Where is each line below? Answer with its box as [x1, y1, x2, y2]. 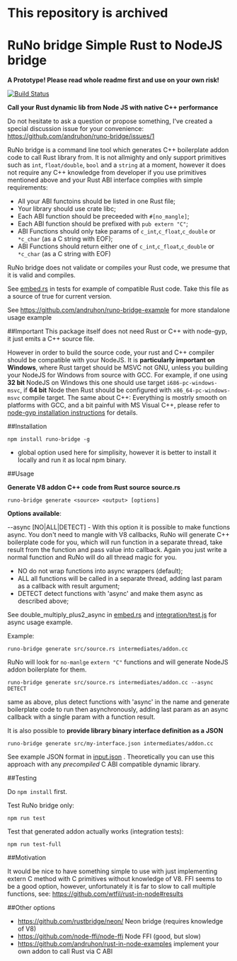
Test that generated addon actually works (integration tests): [7, 827, 184, 836]
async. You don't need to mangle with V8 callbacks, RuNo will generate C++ [7, 531, 230, 539]
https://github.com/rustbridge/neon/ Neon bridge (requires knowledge [17, 917, 224, 926]
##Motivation [7, 853, 47, 862]
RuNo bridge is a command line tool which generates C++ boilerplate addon [7, 146, 229, 154]
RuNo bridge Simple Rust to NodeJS [7, 38, 223, 54]
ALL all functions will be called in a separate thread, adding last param [17, 575, 223, 583]
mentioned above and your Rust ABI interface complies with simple [7, 175, 203, 185]
